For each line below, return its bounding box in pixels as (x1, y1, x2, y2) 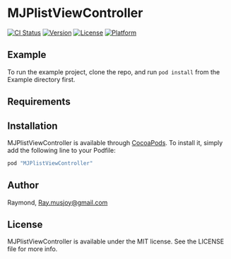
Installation (7, 120, 58, 132)
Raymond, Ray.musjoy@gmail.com (7, 198, 108, 207)
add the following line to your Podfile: (7, 146, 117, 154)
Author (7, 179, 39, 192)
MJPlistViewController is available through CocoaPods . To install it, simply (7, 138, 223, 146)
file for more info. (7, 245, 58, 253)
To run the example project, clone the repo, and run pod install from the (7, 67, 220, 76)
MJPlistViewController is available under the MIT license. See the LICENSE (7, 237, 225, 246)
